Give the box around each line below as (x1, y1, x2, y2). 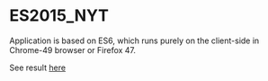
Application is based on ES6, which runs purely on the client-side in (9, 35, 260, 46)
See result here (9, 62, 66, 73)
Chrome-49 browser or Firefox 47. (9, 44, 137, 55)
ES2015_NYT (9, 5, 110, 26)
